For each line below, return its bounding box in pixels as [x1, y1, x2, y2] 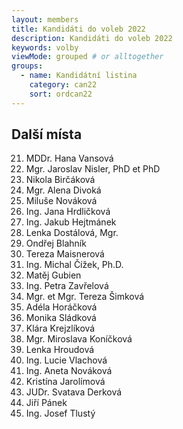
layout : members [11, 14, 79, 25]
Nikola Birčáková [25, 174, 96, 186]
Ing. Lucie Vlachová [25, 354, 108, 366]
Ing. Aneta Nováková [25, 365, 113, 377]
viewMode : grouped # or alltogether [11, 52, 164, 62]
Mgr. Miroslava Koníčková [25, 333, 133, 345]
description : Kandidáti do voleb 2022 [11, 33, 173, 43]
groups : [11, 61, 44, 71]
